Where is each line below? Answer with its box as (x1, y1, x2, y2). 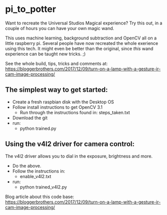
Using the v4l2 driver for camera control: (5, 140, 135, 148)
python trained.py (19, 125, 56, 131)
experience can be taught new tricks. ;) (5, 51, 86, 57)
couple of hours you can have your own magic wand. (5, 25, 115, 31)
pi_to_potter (5, 3, 56, 15)
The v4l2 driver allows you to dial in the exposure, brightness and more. (5, 153, 153, 159)
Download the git (12, 115, 48, 121)
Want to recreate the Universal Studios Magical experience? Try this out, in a (5, 20, 163, 26)
